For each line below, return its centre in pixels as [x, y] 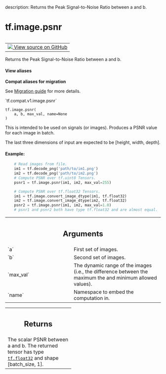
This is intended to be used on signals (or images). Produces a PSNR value [81, 127]
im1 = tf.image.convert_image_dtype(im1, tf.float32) [70, 196]
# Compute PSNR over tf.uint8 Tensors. [55, 178]
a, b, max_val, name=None [41, 114]
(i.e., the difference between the [111, 271]
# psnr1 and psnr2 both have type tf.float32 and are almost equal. [86, 210]
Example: [15, 154]
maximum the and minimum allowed [115, 278]
